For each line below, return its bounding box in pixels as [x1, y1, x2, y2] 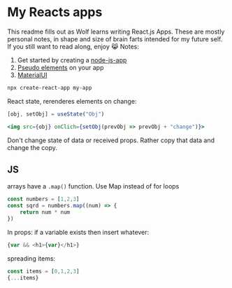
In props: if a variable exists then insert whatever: [7, 228, 150, 236]
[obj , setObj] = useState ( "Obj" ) [7, 110, 105, 118]
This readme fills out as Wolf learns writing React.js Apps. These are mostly [7, 27, 225, 36]
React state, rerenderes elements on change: [7, 97, 137, 105]
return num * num [20, 209, 71, 216]
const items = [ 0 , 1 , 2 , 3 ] [7, 268, 80, 275]
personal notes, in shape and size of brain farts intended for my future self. [7, 34, 223, 43]
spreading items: [7, 254, 56, 263]
